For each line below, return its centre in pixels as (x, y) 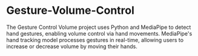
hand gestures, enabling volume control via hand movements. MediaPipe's (99, 33)
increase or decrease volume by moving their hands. (72, 46)
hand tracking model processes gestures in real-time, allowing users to (95, 40)
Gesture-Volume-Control (71, 11)
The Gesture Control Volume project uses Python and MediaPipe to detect (99, 27)
